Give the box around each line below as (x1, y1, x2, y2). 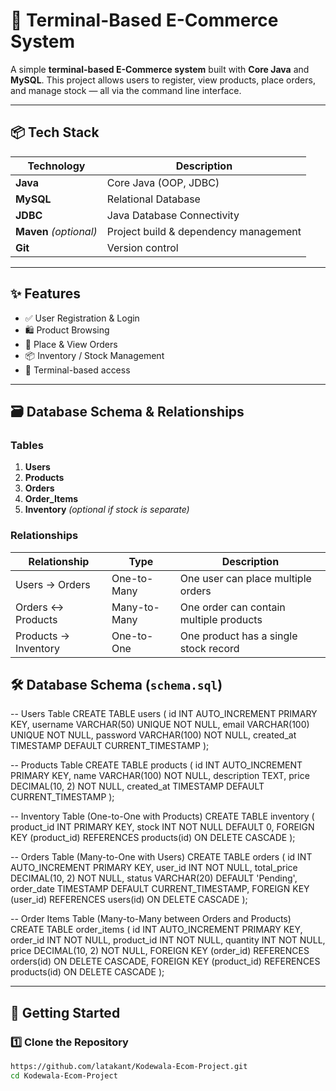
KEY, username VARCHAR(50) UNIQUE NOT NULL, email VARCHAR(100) (10, 719, 310, 731)
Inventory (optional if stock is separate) (24, 504, 190, 516)
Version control (106, 240, 179, 254)
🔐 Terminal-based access (24, 364, 131, 376)
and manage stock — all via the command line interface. (10, 84, 242, 96)
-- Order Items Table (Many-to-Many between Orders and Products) (10, 913, 292, 925)
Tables (10, 438, 44, 452)
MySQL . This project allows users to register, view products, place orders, (10, 74, 316, 86)
